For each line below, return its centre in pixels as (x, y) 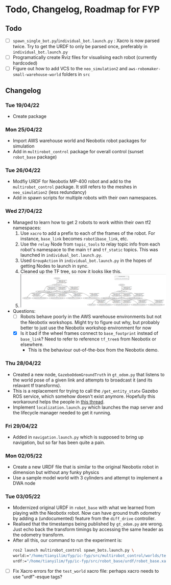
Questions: (24, 311)
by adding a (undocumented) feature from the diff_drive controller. (84, 518)
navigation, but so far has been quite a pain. (59, 442)
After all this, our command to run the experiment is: (67, 540)
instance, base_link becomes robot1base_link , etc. (74, 238)
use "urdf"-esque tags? (38, 577)
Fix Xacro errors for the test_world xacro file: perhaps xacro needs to (86, 571)
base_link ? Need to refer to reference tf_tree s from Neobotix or (88, 339)
